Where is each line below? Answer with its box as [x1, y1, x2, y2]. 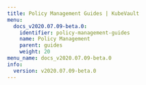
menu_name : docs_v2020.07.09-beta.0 [7, 55, 112, 62]
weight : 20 [19, 49, 51, 56]
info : [7, 61, 23, 68]
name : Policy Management [19, 36, 90, 42]
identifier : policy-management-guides [19, 29, 130, 36]
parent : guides [19, 42, 63, 49]
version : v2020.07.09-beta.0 [13, 67, 97, 74]
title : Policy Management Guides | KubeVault [7, 10, 139, 17]
